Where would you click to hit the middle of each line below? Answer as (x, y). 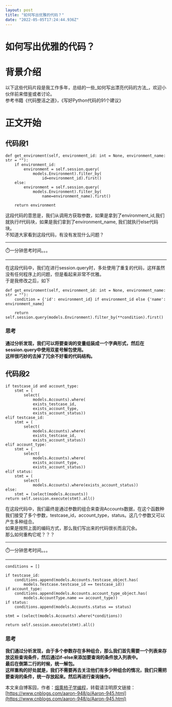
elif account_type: (26, 445)
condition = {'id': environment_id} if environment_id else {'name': (90, 299)
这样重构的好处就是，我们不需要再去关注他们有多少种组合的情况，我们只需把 (86, 670)
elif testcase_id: (25, 418)
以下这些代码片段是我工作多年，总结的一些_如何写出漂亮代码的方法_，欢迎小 (86, 87)
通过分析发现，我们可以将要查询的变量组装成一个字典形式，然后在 (75, 343)
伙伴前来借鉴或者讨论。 (30, 94)
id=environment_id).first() (72, 178)
